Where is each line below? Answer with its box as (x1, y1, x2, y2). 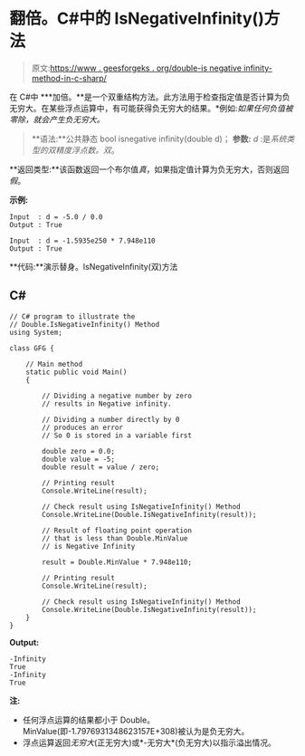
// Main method (25, 359, 83, 368)
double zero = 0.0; (42, 446, 116, 455)
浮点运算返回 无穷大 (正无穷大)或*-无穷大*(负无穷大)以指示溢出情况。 (22, 737, 276, 748)
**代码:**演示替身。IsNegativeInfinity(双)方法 (9, 261, 178, 272)
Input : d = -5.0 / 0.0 (9, 212, 103, 222)
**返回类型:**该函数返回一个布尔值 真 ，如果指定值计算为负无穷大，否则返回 (9, 164, 290, 175)
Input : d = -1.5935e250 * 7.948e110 (9, 236, 156, 245)
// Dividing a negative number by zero (42, 391, 193, 400)
